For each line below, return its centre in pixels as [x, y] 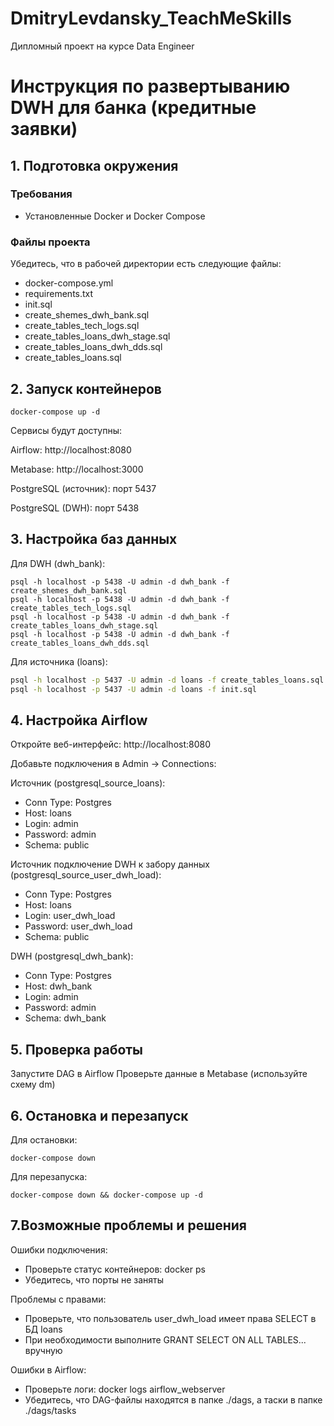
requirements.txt [59, 294]
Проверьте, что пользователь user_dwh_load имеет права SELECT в [170, 1318]
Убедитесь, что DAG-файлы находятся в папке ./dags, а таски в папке [173, 1399]
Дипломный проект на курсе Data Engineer [102, 46]
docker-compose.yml [69, 283]
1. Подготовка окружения [94, 165]
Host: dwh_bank [58, 986]
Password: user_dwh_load [78, 926]
